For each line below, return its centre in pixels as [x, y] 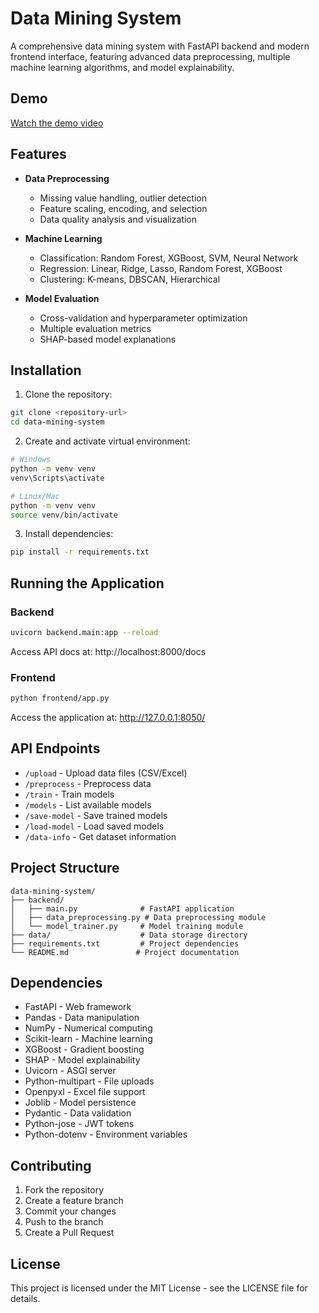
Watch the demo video [57, 123]
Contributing [51, 1165]
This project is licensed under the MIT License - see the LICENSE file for [159, 1288]
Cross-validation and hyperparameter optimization [143, 318]
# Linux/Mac [35, 496]
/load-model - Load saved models [94, 826]
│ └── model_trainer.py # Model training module [127, 926]
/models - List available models [88, 804]
